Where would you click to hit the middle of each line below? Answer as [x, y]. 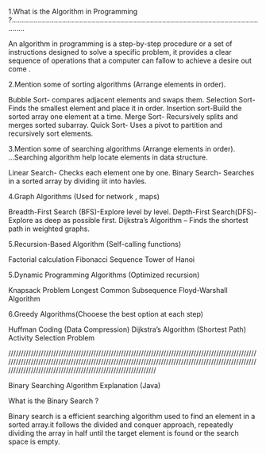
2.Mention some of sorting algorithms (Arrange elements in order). [117, 84]
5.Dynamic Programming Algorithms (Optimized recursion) [104, 275]
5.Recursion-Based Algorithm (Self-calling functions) [95, 244]
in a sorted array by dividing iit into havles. [77, 181]
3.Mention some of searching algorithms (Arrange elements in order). [122, 149]
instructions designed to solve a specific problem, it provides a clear [120, 52]
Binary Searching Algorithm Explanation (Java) [85, 385]
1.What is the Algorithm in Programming [73, 12]
